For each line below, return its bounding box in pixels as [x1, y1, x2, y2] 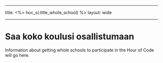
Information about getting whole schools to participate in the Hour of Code [5, 47, 154, 53]
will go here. [5, 52, 30, 58]
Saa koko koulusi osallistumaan [5, 31, 134, 42]
